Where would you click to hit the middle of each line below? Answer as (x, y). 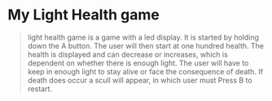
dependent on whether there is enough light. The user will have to (138, 63)
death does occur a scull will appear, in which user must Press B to (140, 80)
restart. (39, 88)
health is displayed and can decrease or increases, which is (128, 54)
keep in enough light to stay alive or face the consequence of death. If (145, 71)
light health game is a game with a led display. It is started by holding (143, 37)
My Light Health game (83, 15)
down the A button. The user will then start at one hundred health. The (145, 45)
